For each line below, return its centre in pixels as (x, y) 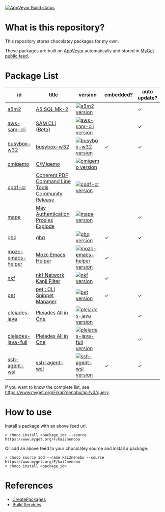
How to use (28, 412)
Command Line (54, 181)
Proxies (44, 220)
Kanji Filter (48, 281)
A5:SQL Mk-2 (52, 109)
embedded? (119, 95)
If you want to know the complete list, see (47, 387)
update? (148, 98)
